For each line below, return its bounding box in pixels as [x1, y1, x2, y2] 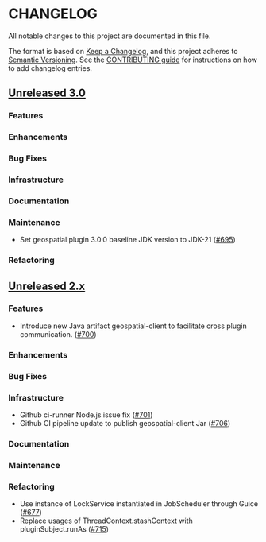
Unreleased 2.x [8, 279, 86, 292]
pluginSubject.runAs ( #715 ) [19, 525, 110, 534]
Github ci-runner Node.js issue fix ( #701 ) [19, 410, 153, 420]
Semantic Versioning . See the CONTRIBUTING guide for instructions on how [8, 55, 258, 64]
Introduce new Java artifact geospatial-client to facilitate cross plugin [19, 321, 248, 331]
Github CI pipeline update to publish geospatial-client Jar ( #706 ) [19, 418, 231, 428]
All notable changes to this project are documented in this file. [8, 31, 211, 41]
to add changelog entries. [8, 63, 93, 72]
